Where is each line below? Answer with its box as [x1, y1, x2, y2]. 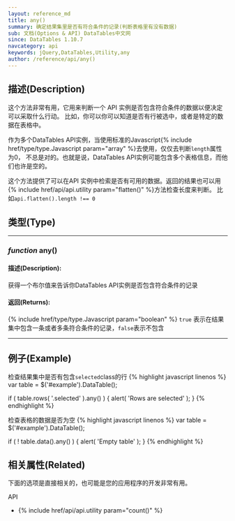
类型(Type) [8, 216, 56, 228]
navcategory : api [8, 43, 59, 50]
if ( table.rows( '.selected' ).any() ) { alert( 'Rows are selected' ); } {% [8, 394, 205, 402]
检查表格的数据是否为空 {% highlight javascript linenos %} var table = [8, 416, 207, 424]
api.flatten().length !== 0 [14, 195, 96, 203]
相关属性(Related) [8, 459, 86, 471]
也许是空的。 [13, 161, 51, 170]
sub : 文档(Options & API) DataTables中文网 [8, 29, 131, 37]
